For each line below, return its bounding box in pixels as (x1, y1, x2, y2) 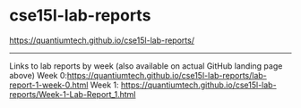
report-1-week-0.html (9, 79, 89, 90)
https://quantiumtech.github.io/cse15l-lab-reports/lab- (66, 70, 267, 80)
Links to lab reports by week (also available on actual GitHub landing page (9, 60, 283, 71)
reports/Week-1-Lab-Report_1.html (9, 88, 136, 99)
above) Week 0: (9, 70, 68, 80)
